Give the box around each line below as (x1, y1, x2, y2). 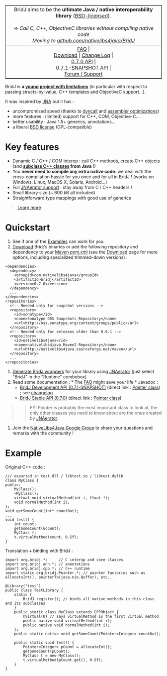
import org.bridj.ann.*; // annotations (5, 562, 90, 566)
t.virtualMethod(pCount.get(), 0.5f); (23, 657, 103, 663)
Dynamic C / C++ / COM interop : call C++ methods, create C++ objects (12, 158, 160, 164)
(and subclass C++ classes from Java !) (12, 163, 96, 169)
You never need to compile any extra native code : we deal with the (12, 168, 152, 174)
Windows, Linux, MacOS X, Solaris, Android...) (12, 179, 107, 185)
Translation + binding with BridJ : (5, 548, 73, 554)
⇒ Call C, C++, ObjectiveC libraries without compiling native (13, 25, 154, 31)
